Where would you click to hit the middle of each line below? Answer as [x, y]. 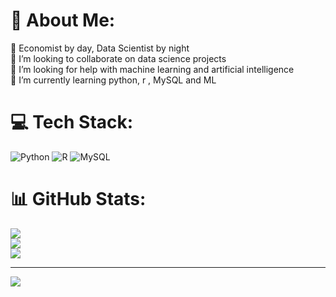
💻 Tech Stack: [72, 122]
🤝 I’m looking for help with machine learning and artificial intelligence [152, 69]
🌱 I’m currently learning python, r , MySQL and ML [113, 80]
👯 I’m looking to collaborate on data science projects [118, 58]
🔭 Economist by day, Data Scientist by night [100, 48]
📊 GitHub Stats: [78, 199]
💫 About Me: [63, 20]
